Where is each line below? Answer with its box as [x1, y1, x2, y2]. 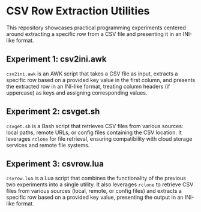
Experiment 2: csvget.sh [6, 107, 100, 117]
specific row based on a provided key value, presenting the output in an [6, 193, 184, 201]
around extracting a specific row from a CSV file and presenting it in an [6, 30, 182, 37]
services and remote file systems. [6, 141, 90, 149]
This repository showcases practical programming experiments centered [6, 24, 186, 31]
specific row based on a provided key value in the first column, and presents [6, 76, 196, 83]
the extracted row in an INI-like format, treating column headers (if [6, 83, 170, 90]
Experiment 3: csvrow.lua [6, 159, 104, 169]
